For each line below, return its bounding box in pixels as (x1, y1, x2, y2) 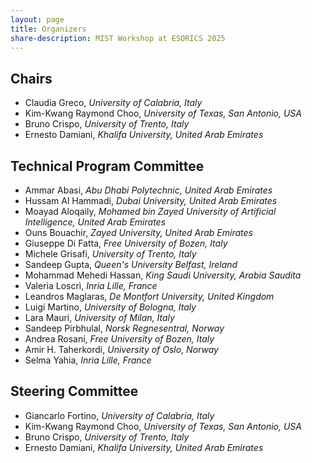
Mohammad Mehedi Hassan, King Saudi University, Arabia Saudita (24, 269, 302, 281)
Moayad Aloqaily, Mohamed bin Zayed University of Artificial (24, 206, 277, 217)
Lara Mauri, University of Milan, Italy (24, 312, 175, 323)
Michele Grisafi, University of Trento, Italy (24, 248, 197, 260)
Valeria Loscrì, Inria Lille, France (24, 280, 158, 291)
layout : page (10, 14, 65, 25)
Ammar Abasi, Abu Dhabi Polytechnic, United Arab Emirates (24, 184, 273, 196)
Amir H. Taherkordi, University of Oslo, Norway (24, 344, 219, 355)
